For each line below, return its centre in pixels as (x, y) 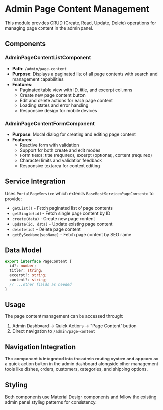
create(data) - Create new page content (54, 218)
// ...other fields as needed (41, 284)
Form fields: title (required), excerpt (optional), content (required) (86, 155)
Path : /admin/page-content (39, 68)
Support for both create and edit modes (60, 150)
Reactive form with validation (49, 145)
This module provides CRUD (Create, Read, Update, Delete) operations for (81, 23)
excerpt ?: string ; (29, 275)
